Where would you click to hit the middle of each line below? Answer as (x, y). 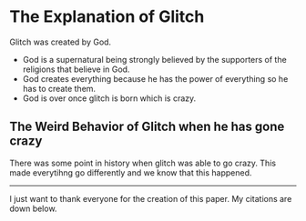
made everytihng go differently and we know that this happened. (131, 172)
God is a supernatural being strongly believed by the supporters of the (154, 59)
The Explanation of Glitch (107, 17)
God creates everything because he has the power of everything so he (155, 78)
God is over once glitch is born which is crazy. (109, 98)
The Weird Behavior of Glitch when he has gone (147, 127)
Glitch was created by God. (61, 42)
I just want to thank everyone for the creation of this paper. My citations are (151, 198)
